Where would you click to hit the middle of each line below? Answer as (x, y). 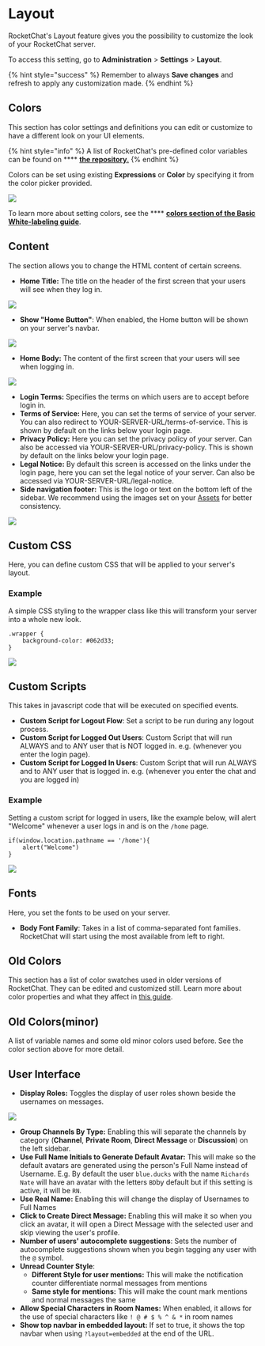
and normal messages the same (83, 1300)
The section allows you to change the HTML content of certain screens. (125, 265)
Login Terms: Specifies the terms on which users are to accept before (134, 396)
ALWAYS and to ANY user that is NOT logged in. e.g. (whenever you (131, 746)
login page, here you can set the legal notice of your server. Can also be (137, 472)
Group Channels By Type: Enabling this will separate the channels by (133, 1132)
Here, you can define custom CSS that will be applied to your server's (122, 565)
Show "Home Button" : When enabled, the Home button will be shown (134, 319)
